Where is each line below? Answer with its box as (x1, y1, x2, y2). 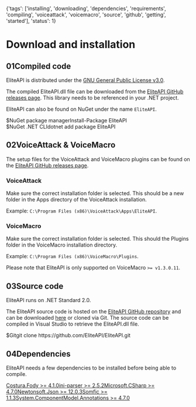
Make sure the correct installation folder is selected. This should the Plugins (6, 235, 189, 242)
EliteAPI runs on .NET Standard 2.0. (6, 297, 91, 304)
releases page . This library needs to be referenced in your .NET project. (6, 94, 180, 101)
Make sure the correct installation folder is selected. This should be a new (6, 190, 184, 197)
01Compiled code (6, 61, 71, 71)
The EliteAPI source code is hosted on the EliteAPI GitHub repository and (6, 308, 181, 315)
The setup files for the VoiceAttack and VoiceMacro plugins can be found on (6, 155, 190, 163)
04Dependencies (6, 348, 71, 359)
